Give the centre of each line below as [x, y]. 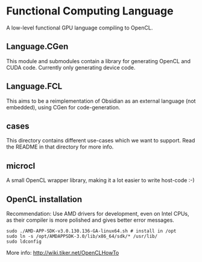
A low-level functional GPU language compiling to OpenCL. [80, 28]
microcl [21, 166]
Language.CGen [37, 47]
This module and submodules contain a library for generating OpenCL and [99, 61]
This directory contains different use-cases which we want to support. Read [101, 141]
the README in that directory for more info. [60, 147]
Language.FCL [34, 86]
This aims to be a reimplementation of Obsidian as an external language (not [101, 101]
